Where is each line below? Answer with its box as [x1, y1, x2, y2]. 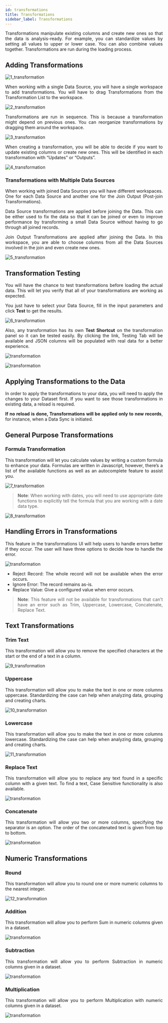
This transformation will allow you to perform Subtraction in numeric [5, 958, 163, 964]
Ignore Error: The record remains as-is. [12, 581, 93, 587]
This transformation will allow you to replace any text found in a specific [5, 775, 163, 781]
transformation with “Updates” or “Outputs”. [5, 155, 96, 161]
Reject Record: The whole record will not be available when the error [12, 570, 163, 576]
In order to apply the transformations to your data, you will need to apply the [5, 391, 163, 397]
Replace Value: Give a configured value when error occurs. [12, 586, 134, 592]
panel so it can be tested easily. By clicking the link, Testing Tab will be [5, 332, 163, 338]
